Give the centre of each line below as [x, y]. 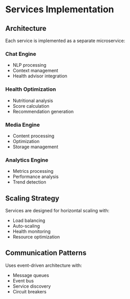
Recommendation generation [43, 111]
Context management [35, 71]
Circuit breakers [30, 291]
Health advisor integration [40, 76]
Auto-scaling [26, 226]
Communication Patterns [46, 253]
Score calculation [31, 106]
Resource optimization [36, 237]
